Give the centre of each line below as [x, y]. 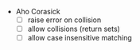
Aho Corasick [38, 12]
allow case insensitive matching [80, 38]
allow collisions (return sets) [74, 29]
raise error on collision [64, 20]
